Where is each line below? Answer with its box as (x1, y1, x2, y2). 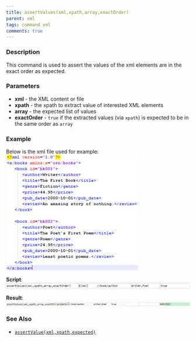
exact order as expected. (6, 67, 66, 74)
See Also (6, 315, 32, 323)
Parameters (6, 82, 40, 90)
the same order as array (14, 120, 73, 127)
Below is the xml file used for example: (6, 148, 99, 155)
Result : (6, 294, 24, 301)
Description (6, 48, 40, 56)
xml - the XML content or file (14, 95, 85, 102)
